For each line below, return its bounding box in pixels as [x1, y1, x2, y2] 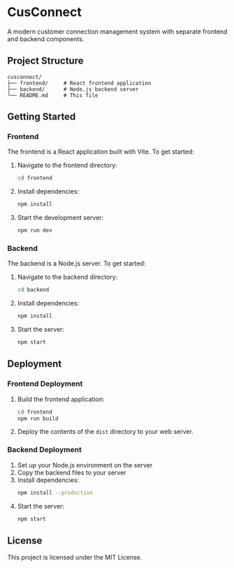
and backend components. [7, 34, 85, 43]
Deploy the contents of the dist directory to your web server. [17, 428, 193, 436]
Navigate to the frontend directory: [17, 161, 117, 170]
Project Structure [7, 55, 84, 67]
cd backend [17, 286, 50, 293]
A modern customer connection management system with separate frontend [7, 27, 228, 36]
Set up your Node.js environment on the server [17, 460, 153, 469]
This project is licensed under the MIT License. [7, 553, 142, 562]
